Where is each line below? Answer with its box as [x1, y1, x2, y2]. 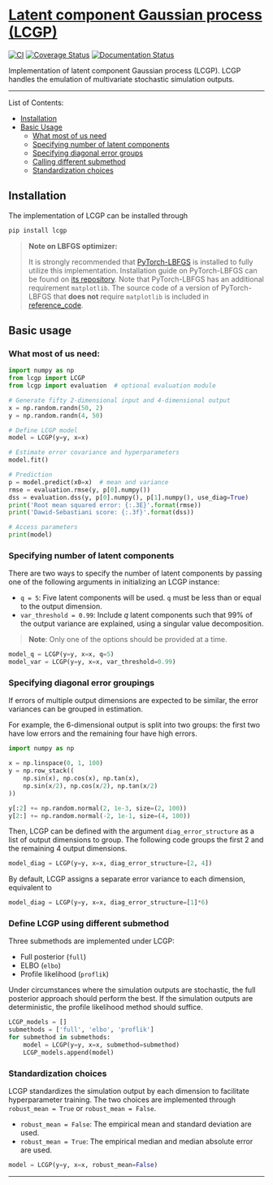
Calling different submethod [32, 156, 126, 166]
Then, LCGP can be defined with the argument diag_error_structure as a [8, 826, 254, 836]
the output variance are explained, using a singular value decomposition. [19, 619, 264, 628]
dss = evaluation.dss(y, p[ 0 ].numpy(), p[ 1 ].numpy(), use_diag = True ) [8, 493, 249, 501]
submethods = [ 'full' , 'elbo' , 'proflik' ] [8, 1025, 154, 1034]
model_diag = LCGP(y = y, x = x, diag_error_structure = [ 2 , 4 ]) [8, 859, 213, 868]
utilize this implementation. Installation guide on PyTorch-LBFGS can [28, 265, 258, 275]
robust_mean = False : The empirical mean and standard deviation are [19, 1119, 252, 1129]
